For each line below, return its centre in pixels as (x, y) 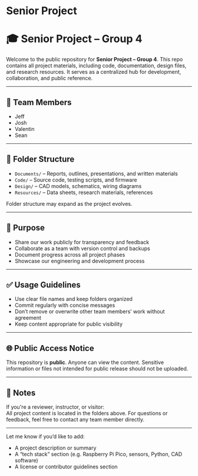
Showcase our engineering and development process (80, 261)
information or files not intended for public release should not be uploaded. (97, 369)
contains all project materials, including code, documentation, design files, (96, 65)
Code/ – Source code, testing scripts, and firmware (76, 180)
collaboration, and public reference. (49, 78)
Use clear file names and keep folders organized (73, 299)
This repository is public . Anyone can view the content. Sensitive (85, 362)
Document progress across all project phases (70, 254)
